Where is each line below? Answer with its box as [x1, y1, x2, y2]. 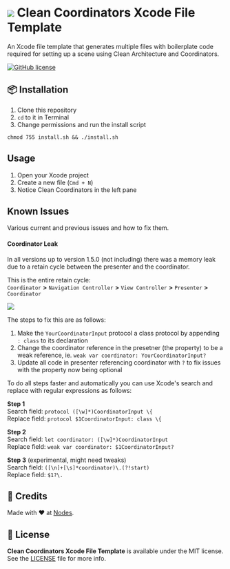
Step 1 [7, 399, 25, 408]
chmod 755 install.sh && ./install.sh [7, 133, 118, 141]
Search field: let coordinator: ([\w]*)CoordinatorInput [7, 435, 169, 443]
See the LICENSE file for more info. [7, 554, 107, 563]
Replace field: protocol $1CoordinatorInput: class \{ [7, 414, 162, 423]
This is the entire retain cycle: [7, 276, 91, 284]
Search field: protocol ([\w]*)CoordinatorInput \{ [7, 407, 153, 415]
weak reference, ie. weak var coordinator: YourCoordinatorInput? [17, 351, 207, 359]
